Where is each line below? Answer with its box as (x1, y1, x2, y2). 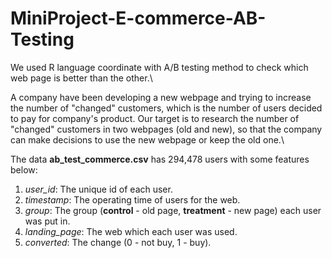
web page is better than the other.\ (10, 72, 153, 84)
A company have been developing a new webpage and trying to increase (10, 91, 312, 103)
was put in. (24, 215, 71, 227)
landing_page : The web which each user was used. (24, 225, 238, 237)
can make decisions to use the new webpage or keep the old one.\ (10, 133, 285, 146)
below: (10, 163, 38, 176)
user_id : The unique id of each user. (24, 183, 173, 195)
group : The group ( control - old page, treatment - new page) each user (24, 204, 322, 216)
